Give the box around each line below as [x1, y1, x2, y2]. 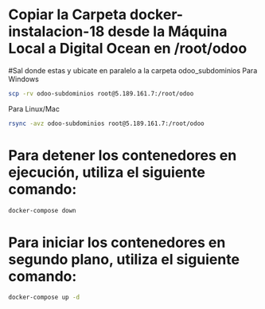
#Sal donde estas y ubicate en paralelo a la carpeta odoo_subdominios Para [8, 65, 258, 75]
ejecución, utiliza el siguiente [8, 163, 205, 181]
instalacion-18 [8, 22, 105, 41]
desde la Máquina [107, 22, 228, 41]
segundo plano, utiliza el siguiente [8, 250, 240, 268]
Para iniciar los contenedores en [8, 233, 226, 252]
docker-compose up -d [8, 293, 80, 302]
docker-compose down [8, 206, 77, 214]
